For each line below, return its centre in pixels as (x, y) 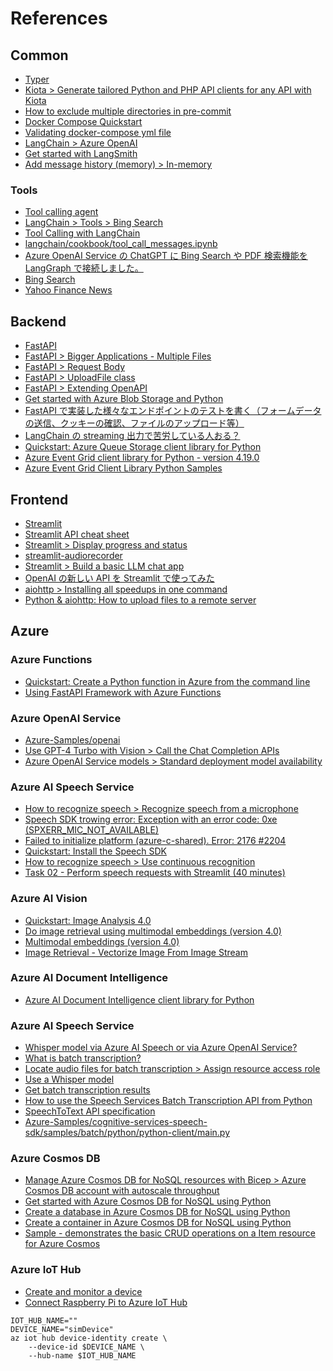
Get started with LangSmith (81, 153)
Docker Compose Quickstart (83, 121)
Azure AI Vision (49, 899)
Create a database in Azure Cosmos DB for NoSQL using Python (157, 1212)
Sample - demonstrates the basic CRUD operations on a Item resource (170, 1233)
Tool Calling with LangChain (82, 233)
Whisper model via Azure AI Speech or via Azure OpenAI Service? (161, 1048)
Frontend (39, 499)
